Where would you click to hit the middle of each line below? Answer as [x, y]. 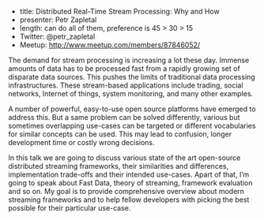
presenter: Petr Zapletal [58, 20]
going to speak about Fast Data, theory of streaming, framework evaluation [130, 183]
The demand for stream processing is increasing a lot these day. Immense [129, 60]
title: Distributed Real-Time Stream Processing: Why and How [119, 11]
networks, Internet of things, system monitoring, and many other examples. [131, 93]
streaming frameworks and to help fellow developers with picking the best [129, 199]
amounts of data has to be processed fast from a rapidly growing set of [124, 69]
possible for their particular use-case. [70, 208]
